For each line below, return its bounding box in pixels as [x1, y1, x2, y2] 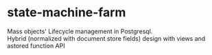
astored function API [7, 41, 65, 50]
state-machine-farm [7, 5, 126, 20]
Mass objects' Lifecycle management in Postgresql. [7, 27, 153, 35]
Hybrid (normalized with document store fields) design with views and [7, 34, 206, 42]
